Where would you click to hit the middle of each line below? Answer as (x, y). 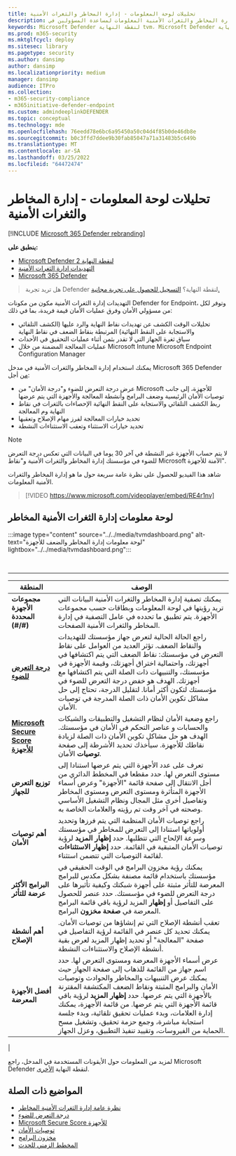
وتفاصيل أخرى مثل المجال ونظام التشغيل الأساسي (132, 800)
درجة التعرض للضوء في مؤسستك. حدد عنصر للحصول (137, 893)
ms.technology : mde (36, 125)
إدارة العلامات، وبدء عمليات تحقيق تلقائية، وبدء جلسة (135, 1013)
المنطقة (31, 586)
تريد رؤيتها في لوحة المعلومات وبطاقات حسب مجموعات (141, 608)
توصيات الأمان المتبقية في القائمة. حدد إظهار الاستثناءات (140, 847)
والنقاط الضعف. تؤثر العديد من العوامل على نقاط (130, 646)
